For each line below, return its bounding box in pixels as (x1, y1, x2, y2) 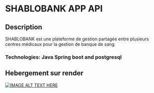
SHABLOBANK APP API (5, 3, 103, 14)
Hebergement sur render (5, 69, 83, 78)
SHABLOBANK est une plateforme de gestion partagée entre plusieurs (5, 36, 149, 42)
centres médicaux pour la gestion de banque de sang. (5, 41, 116, 47)
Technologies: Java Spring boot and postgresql (5, 53, 122, 60)
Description (5, 23, 42, 31)
